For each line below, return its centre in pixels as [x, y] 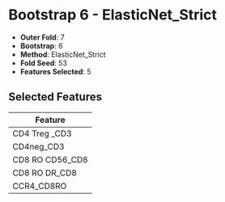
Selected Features [55, 97]
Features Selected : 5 [55, 71]
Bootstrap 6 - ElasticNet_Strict [112, 15]
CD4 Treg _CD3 [42, 133]
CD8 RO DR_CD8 [45, 173]
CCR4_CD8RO [40, 186]
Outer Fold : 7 [42, 37]
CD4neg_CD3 [38, 146]
